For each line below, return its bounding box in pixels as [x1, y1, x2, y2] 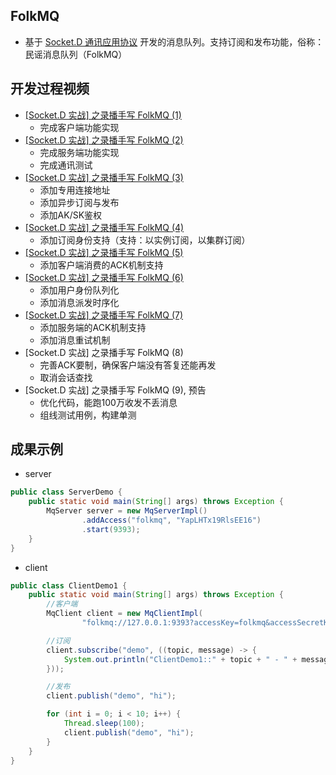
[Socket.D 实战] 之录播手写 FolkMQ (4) [24, 221, 185, 233]
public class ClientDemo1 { [10, 580, 128, 591]
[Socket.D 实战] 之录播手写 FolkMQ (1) [24, 109, 182, 121]
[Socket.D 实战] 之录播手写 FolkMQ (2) [24, 134, 184, 146]
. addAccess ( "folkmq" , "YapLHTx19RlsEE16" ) [81, 515, 262, 526]
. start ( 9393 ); [81, 524, 141, 534]
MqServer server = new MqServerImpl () [46, 506, 208, 516]
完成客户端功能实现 [39, 121, 120, 133]
